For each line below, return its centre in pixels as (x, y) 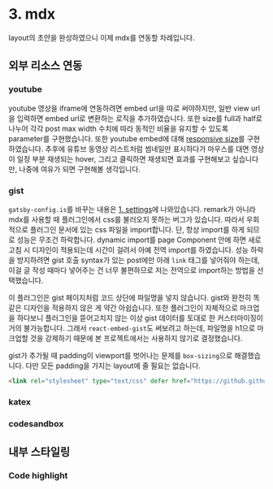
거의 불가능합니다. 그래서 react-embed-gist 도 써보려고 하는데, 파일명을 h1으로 (132, 328)
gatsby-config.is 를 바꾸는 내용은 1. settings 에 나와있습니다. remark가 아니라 (132, 209)
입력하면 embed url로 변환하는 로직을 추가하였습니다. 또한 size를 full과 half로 (139, 118)
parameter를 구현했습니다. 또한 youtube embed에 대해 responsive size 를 (127, 138)
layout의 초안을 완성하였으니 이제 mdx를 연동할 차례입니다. (102, 37)
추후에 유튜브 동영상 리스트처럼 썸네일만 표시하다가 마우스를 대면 (147, 149)
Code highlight (38, 475)
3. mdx (32, 14)
